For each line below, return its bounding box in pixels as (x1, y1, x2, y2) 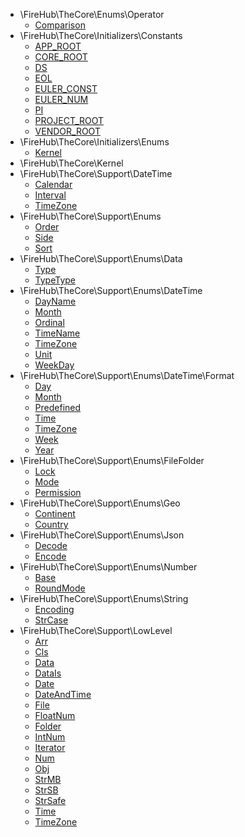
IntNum (34, 731, 66, 743)
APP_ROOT (34, 40, 82, 52)
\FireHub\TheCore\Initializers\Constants (19, 30, 183, 41)
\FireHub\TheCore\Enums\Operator (19, 9, 165, 20)
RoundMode (34, 582, 86, 594)
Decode (34, 540, 68, 551)
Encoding (34, 604, 75, 615)
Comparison (34, 19, 86, 31)
